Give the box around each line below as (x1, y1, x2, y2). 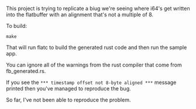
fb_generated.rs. (6, 68, 46, 75)
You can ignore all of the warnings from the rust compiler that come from (6, 61, 183, 68)
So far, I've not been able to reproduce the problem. (6, 96, 131, 103)
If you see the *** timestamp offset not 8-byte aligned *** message (6, 79, 177, 86)
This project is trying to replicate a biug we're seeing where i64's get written (6, 5, 190, 12)
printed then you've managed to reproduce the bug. (6, 85, 132, 92)
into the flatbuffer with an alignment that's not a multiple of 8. (6, 11, 154, 18)
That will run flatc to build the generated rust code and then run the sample (6, 44, 187, 51)
